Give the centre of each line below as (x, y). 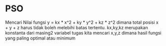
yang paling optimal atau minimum (40, 38)
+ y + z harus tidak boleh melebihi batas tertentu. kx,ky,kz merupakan (77, 27)
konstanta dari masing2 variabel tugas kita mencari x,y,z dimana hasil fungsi (83, 33)
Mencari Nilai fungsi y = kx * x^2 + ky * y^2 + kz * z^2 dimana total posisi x (82, 22)
